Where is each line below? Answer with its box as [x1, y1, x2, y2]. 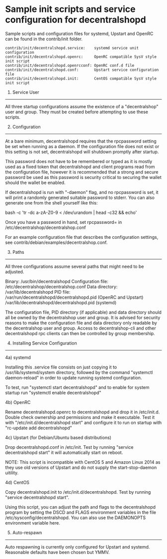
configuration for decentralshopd [5, 14, 146, 25]
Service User [12, 89, 40, 95]
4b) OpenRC [5, 399, 31, 405]
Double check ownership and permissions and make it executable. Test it [5, 414, 155, 420]
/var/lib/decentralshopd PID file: [5, 289, 71, 295]
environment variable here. [5, 520, 61, 526]
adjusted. [5, 268, 24, 275]
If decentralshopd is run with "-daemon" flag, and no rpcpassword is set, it [5, 189, 159, 195]
